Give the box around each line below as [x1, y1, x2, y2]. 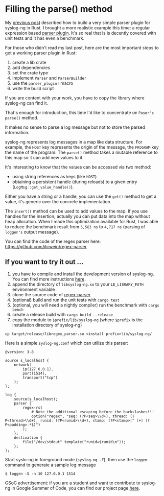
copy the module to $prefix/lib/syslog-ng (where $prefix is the [12, 317, 143, 323]
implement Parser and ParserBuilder [12, 75, 87, 81]
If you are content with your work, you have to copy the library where [5, 94, 144, 101]
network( [14, 362, 32, 367]
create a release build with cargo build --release [12, 311, 113, 317]
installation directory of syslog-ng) [12, 322, 82, 328]
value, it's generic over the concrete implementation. [5, 198, 112, 204]
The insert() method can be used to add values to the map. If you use [5, 208, 148, 214]
